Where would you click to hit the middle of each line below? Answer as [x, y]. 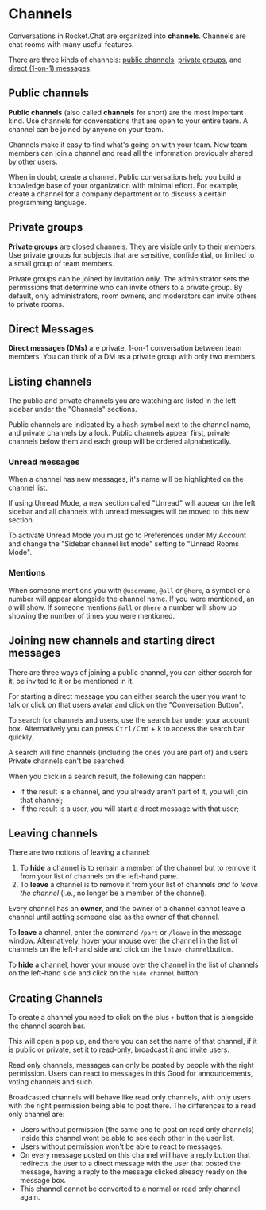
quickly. [21, 737]
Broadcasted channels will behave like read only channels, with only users [130, 1097]
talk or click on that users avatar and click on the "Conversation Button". [126, 704]
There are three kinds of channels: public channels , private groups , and [125, 60]
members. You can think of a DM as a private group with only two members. [133, 357]
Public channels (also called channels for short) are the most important [126, 112]
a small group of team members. [62, 263]
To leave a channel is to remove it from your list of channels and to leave [139, 885]
